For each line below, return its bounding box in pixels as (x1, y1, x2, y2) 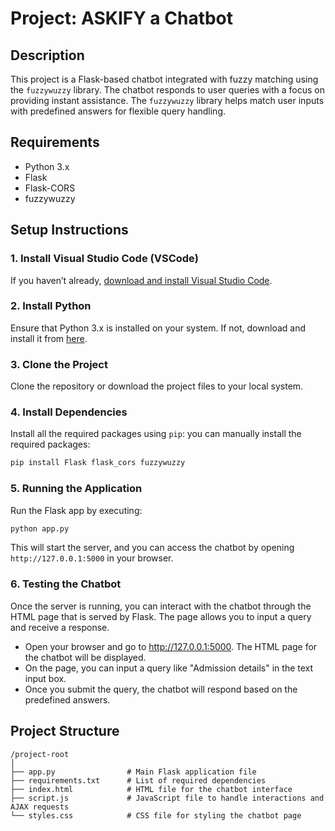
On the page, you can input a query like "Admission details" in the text (24, 662, 314, 674)
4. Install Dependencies (10, 405, 128, 419)
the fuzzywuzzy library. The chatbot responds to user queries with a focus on (10, 84, 326, 96)
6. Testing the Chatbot (10, 577, 122, 591)
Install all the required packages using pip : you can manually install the (10, 428, 302, 440)
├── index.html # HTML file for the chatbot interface (10, 784, 293, 794)
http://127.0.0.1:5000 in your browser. (10, 552, 174, 564)
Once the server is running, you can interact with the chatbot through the (10, 600, 312, 612)
